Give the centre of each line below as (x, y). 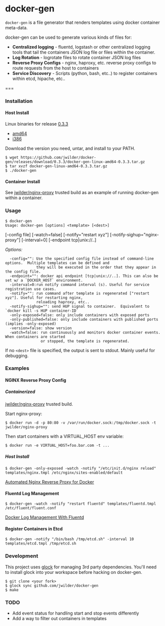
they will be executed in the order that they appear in (96, 267)
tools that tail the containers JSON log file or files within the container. (84, 52)
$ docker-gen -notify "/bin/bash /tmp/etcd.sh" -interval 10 (70, 539)
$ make (12, 590)
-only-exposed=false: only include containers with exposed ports (80, 315)
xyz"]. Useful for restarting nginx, (44, 298)
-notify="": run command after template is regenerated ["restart (80, 293)
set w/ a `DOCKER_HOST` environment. (44, 280)
